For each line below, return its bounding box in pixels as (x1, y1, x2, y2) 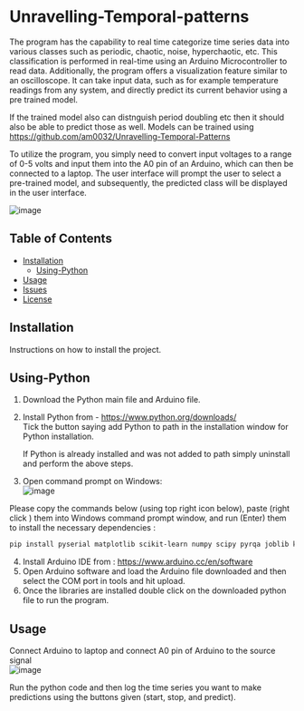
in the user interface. (9, 187, 88, 198)
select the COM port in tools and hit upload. (22, 576, 185, 587)
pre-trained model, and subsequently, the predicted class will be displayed (9, 177, 288, 188)
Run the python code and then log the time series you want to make (9, 682, 262, 693)
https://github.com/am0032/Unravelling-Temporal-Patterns (9, 131, 231, 141)
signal (9, 655, 32, 666)
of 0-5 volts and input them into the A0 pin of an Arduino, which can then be (9, 158, 294, 169)
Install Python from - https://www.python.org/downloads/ (22, 412, 237, 423)
